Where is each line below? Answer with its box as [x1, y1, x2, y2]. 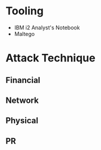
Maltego [14, 30, 35, 37]
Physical [5, 115, 38, 126]
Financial [5, 75, 41, 85]
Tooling [5, 4, 44, 18]
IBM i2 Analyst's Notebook [14, 24, 80, 31]
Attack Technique [5, 51, 96, 65]
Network [5, 95, 39, 105]
